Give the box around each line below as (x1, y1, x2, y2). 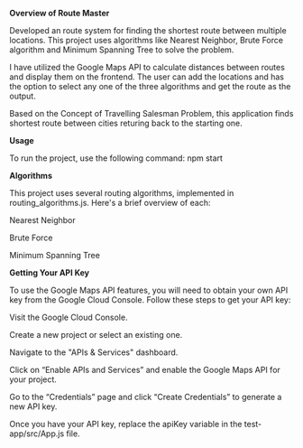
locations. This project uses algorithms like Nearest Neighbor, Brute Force (9, 35, 284, 45)
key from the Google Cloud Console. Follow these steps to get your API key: (9, 294, 291, 305)
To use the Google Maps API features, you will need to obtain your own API (9, 285, 289, 295)
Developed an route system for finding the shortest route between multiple (9, 25, 287, 35)
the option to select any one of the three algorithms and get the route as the (9, 81, 291, 91)
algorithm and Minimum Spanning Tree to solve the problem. (9, 44, 234, 55)
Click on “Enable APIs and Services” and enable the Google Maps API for (9, 365, 281, 375)
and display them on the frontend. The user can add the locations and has (9, 71, 284, 82)
